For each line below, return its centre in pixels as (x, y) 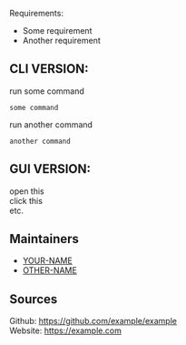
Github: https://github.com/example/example (93, 321)
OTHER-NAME (49, 270)
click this (26, 200)
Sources (34, 299)
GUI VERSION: (50, 169)
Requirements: (36, 13)
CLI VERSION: (49, 69)
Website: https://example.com (66, 330)
